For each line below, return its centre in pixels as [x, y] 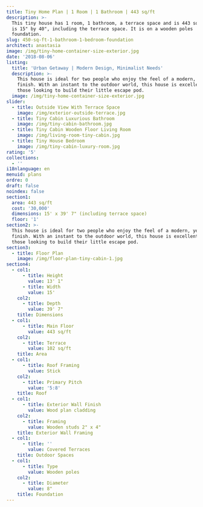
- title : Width [41, 287]
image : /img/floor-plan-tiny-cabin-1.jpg [70, 259]
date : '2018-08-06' [31, 57]
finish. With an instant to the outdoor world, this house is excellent [105, 236]
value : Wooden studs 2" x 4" [65, 427]
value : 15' [42, 292]
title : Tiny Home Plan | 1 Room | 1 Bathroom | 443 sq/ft [81, 12]
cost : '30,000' [31, 208]
